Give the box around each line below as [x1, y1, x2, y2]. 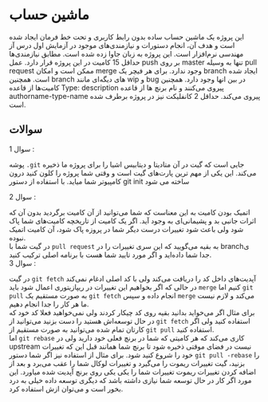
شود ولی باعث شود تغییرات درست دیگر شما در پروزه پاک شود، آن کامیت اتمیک [9, 224, 244, 234]
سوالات [9, 123, 43, 136]
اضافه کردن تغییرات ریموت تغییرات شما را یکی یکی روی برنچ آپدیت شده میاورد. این [9, 367, 257, 376]
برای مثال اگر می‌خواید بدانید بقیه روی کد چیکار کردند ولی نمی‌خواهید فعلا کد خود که [9, 307, 255, 317]
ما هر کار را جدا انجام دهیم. [9, 299, 89, 309]
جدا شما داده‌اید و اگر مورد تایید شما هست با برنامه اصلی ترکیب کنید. [9, 250, 212, 259]
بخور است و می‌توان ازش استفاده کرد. [9, 384, 124, 393]
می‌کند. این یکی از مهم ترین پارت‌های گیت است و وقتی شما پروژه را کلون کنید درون [9, 167, 257, 177]
